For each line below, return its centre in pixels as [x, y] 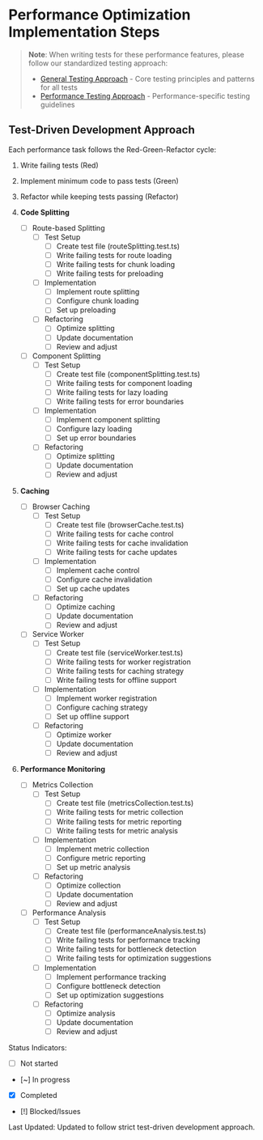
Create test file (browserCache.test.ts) [120, 524]
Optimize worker [84, 735]
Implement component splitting [108, 420]
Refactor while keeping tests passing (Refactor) [100, 197]
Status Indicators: [38, 1048]
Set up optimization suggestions [110, 995]
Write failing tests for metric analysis [117, 830]
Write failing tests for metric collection [120, 812]
